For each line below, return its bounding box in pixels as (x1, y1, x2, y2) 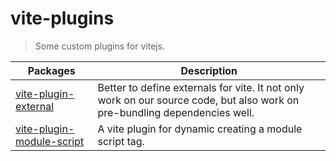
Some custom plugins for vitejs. (34, 40, 166, 52)
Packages (27, 63, 76, 77)
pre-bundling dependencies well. (97, 105, 255, 119)
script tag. (97, 134, 145, 148)
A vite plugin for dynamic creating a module (97, 122, 303, 136)
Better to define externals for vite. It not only (97, 80, 305, 94)
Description (180, 63, 238, 77)
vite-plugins (10, 7, 115, 30)
